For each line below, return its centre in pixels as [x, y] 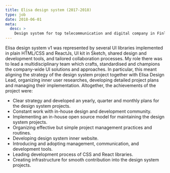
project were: [19, 91]
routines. [22, 133]
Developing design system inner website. [55, 138]
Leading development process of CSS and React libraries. [73, 154]
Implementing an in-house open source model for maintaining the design [89, 117]
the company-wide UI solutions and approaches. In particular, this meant [81, 69]
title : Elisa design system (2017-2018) [49, 10]
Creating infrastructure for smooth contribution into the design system [86, 160]
